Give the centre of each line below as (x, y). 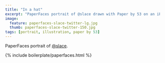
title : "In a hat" (24, 9)
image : (12, 18)
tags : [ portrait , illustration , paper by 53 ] (52, 32)
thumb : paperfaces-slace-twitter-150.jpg (53, 28)
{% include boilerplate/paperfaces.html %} (48, 55)
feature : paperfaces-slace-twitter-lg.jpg (54, 23)
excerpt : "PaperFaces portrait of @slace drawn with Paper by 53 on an (80, 14)
